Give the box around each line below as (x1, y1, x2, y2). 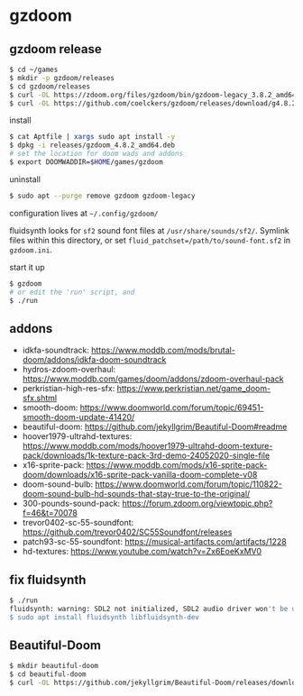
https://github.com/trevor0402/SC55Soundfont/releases (22, 527, 233, 537)
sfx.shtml (22, 393, 57, 404)
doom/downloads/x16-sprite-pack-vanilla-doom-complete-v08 (22, 470, 258, 481)
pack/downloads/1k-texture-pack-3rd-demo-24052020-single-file (22, 450, 271, 461)
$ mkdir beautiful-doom (9, 662, 99, 671)
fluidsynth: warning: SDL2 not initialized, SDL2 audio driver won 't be (9, 604, 289, 613)
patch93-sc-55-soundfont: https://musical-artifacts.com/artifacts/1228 (22, 536, 287, 547)
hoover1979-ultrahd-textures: (22, 431, 133, 442)
